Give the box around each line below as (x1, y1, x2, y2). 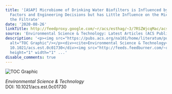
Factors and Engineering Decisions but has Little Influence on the (10, 12, 159, 17)
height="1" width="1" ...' (10, 50, 68, 55)
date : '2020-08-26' (5, 21, 47, 27)
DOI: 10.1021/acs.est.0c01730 (5, 84, 67, 90)
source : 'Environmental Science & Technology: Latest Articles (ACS (5, 31, 155, 36)
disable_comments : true (5, 54, 56, 60)
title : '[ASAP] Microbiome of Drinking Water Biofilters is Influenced (5, 7, 161, 13)
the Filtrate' (10, 17, 40, 22)
